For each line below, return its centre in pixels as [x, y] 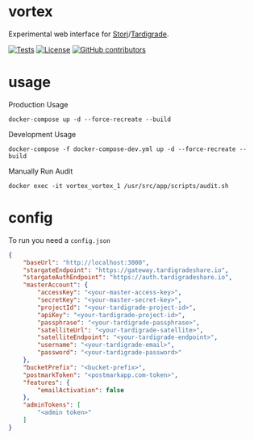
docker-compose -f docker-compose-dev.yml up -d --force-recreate [122, 149]
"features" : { [46, 383]
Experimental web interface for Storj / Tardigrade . [89, 34]
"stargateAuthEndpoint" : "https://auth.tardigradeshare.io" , [127, 278]
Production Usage [38, 104]
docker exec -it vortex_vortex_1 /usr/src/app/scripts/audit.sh [119, 186]
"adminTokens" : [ [52, 405]
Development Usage [42, 134]
